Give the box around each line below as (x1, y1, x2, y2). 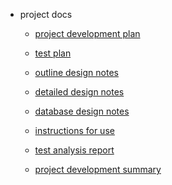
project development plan (34, 28, 141, 39)
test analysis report (34, 144, 115, 156)
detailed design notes (34, 86, 125, 98)
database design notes (34, 105, 130, 117)
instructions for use (34, 125, 115, 136)
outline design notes (34, 67, 119, 78)
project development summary (34, 164, 162, 175)
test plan (34, 47, 72, 59)
